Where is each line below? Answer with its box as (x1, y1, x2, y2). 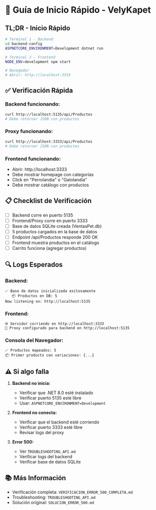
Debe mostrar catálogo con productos (12, 182, 89, 188)
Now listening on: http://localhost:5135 (5, 299, 91, 304)
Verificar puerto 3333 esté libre (19, 424, 83, 430)
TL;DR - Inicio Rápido (5, 24, 71, 32)
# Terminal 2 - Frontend (5, 55, 56, 60)
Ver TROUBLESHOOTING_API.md (19, 448, 76, 454)
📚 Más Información (5, 474, 66, 482)
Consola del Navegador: (5, 337, 63, 344)
